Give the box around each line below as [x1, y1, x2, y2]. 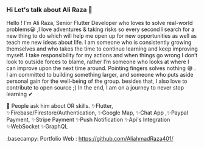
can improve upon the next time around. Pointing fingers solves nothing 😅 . [6, 65, 196, 72]
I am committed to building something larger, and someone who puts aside [6, 71, 194, 79]
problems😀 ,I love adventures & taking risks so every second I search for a [6, 26, 195, 33]
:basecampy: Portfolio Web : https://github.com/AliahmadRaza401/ [6, 135, 174, 143]
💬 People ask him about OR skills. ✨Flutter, [6, 102, 114, 110]
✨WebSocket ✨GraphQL [6, 123, 68, 130]
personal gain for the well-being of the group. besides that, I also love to [6, 77, 188, 85]
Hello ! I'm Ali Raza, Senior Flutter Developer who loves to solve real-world [6, 19, 193, 27]
